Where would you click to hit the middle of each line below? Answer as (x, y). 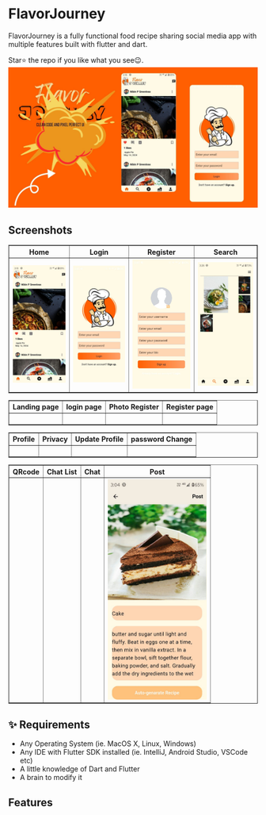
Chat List (62, 471)
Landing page (36, 407)
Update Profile (99, 439)
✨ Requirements (49, 724)
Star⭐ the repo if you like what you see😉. (76, 60)
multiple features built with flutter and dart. (78, 44)
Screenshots (40, 230)
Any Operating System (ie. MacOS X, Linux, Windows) (108, 744)
